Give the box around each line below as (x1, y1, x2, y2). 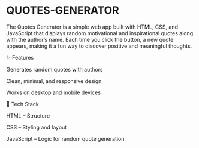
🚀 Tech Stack (6, 100, 39, 107)
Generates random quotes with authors (6, 66, 103, 73)
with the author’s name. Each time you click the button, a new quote (6, 36, 174, 43)
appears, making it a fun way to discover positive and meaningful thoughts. (6, 42, 192, 50)
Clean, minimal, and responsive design (6, 77, 102, 84)
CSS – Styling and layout (6, 124, 67, 131)
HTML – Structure (6, 112, 50, 119)
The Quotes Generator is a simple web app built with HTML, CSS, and (6, 23, 179, 30)
